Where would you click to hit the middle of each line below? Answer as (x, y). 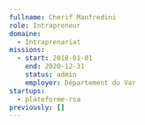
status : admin (51, 75)
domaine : (25, 33)
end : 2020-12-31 (55, 67)
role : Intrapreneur (45, 26)
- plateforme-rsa (49, 99)
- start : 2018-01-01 (55, 58)
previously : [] (37, 107)
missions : (27, 50)
